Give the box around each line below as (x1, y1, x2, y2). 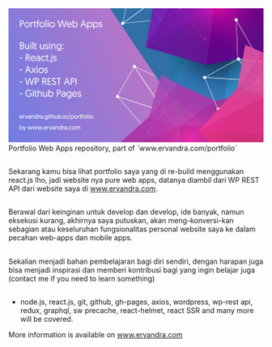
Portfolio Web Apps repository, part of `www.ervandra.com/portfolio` (8, 143, 238, 153)
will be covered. (19, 315, 74, 324)
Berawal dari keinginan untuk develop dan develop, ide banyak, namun (8, 207, 244, 217)
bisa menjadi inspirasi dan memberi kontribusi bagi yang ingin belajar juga (8, 264, 255, 274)
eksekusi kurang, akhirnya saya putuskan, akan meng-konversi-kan (8, 216, 235, 226)
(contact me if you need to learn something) (8, 273, 155, 283)
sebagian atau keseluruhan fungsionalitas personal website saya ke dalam (8, 224, 257, 234)
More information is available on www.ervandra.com (8, 330, 183, 340)
